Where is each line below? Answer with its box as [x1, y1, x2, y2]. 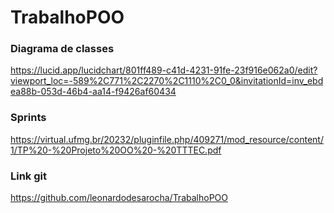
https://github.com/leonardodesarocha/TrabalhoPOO [10, 192, 228, 204]
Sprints [10, 111, 47, 125]
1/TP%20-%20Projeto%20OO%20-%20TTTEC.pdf [10, 144, 222, 156]
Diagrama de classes [10, 42, 115, 56]
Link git [10, 169, 47, 183]
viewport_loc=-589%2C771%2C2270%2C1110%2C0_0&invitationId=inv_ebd [10, 75, 324, 87]
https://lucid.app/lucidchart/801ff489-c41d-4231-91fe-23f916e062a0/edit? [10, 64, 318, 76]
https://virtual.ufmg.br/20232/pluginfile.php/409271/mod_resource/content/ [10, 133, 324, 145]
